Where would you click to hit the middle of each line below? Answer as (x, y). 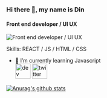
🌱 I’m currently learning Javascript (58, 61)
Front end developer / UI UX (42, 24)
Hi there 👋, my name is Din (45, 10)
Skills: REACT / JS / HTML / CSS (46, 49)
